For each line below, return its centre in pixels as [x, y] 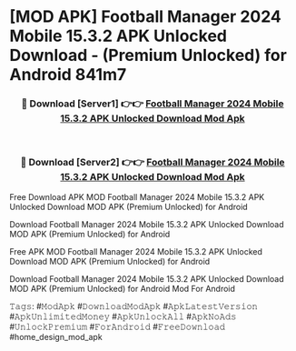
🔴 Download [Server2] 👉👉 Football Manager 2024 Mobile [153, 163]
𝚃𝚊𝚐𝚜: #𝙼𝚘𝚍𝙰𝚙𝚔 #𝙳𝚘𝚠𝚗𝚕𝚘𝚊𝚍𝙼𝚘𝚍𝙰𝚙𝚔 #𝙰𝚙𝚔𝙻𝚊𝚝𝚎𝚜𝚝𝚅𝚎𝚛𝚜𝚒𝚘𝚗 [134, 306]
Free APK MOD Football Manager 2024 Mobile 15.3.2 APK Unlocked [136, 251]
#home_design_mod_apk [56, 336]
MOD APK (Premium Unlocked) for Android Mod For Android [123, 288]
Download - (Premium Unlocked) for [148, 55]
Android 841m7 [68, 75]
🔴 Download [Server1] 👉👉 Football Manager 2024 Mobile [153, 104]
